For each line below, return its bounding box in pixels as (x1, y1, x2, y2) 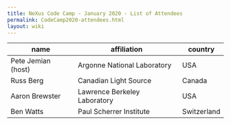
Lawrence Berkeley (78, 87, 140, 97)
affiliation (110, 45, 143, 54)
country (188, 45, 215, 54)
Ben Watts (10, 107, 44, 117)
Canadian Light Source (78, 76, 152, 86)
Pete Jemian (10, 56, 51, 66)
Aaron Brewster (10, 91, 61, 101)
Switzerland (181, 107, 221, 117)
